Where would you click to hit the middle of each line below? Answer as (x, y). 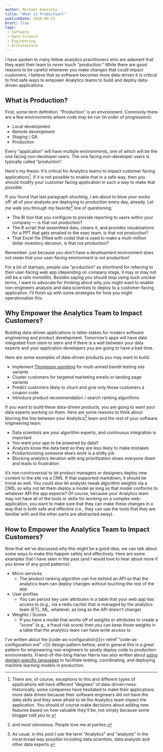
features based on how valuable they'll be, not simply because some (81, 710)
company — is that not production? (47, 222)
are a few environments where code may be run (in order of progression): (79, 117)
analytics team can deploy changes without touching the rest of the (87, 584)
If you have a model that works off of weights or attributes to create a (89, 620)
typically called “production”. (34, 162)
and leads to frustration (35, 464)
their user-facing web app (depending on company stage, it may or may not (81, 272)
